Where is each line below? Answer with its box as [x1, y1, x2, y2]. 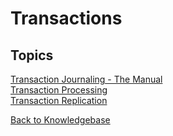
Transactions [10, 7, 123, 30]
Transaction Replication [10, 95, 108, 106]
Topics [10, 47, 54, 64]
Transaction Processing [10, 84, 108, 96]
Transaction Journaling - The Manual [10, 73, 163, 85]
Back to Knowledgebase [10, 114, 111, 126]
